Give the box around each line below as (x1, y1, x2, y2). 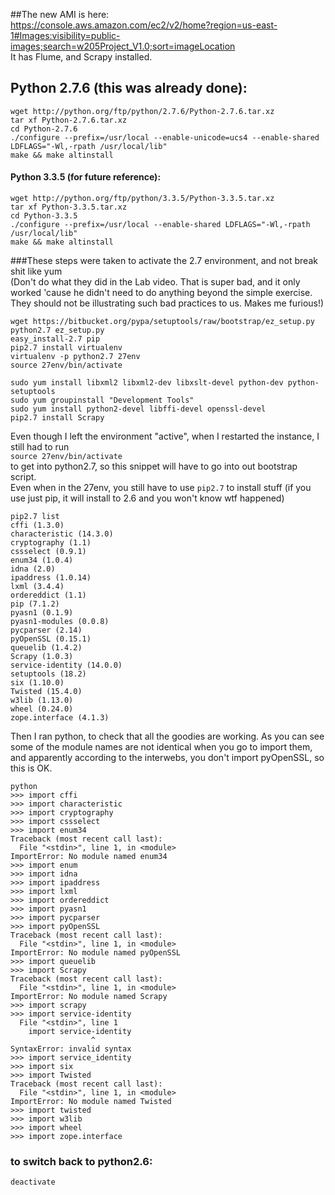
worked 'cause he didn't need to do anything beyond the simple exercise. (10, 287, 313, 299)
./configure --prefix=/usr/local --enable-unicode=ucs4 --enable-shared (10, 132, 320, 143)
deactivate (10, 1177, 56, 1188)
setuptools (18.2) (10, 669, 87, 679)
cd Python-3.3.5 (10, 211, 78, 221)
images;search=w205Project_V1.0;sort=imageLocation (10, 40, 236, 52)
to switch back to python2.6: (10, 1154, 153, 1168)
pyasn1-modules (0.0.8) (10, 617, 110, 627)
